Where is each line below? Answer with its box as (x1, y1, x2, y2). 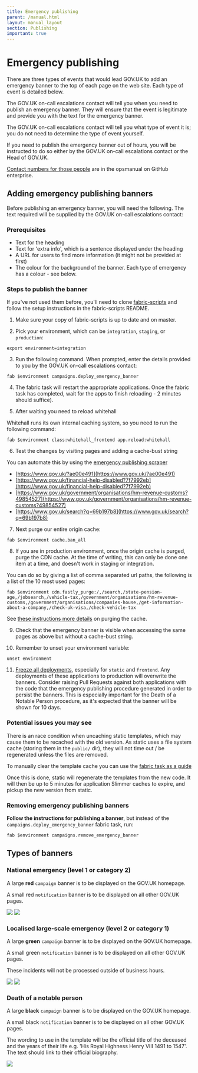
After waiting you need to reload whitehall (15, 408, 117, 415)
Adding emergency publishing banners (6, 189, 153, 199)
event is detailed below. (6, 88, 64, 95)
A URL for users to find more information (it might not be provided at (15, 252, 181, 259)
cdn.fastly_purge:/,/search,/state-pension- (51, 589, 163, 595)
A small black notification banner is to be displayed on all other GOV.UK (6, 1019, 184, 1026)
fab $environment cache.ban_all (6, 537, 86, 543)
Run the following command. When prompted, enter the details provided (15, 356, 191, 363)
